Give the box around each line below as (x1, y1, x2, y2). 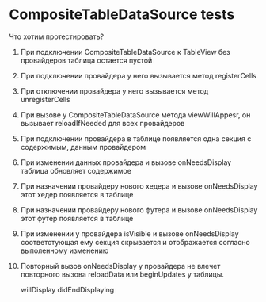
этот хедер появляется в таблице (20, 189, 134, 199)
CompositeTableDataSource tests (9, 6, 235, 24)
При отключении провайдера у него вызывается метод (20, 86, 209, 96)
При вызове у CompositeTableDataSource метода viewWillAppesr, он (20, 109, 251, 120)
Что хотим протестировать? (9, 32, 104, 41)
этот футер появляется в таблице (20, 213, 134, 223)
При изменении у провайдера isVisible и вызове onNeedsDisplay (20, 228, 240, 239)
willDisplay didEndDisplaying (20, 285, 115, 294)
